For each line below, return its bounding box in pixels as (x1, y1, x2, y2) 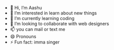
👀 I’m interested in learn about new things (10, 10, 97, 16)
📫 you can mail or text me (10, 26, 65, 32)
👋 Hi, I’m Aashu (10, 5, 42, 10)
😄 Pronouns (10, 33, 36, 39)
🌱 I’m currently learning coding (10, 15, 75, 21)
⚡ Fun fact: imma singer (10, 39, 60, 45)
